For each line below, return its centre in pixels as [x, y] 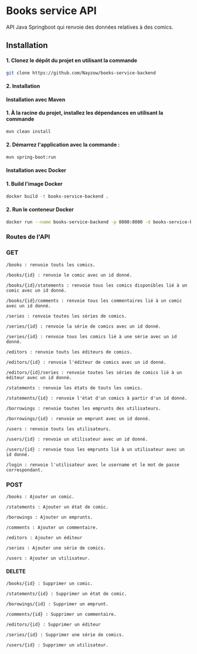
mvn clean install [28, 131]
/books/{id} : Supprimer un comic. [50, 584]
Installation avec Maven [36, 99]
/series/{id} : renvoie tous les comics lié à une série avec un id [91, 336]
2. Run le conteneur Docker [40, 210]
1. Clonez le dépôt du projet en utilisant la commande [72, 60]
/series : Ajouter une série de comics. [56, 548]
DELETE [16, 571]
